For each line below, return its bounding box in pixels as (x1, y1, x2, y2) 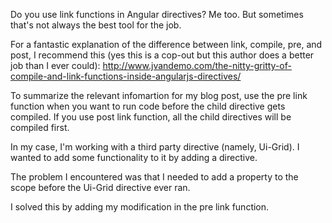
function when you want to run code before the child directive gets (10, 100, 286, 112)
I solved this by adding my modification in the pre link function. (10, 201, 270, 213)
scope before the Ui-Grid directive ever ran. (10, 182, 191, 193)
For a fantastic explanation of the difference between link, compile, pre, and (10, 39, 323, 50)
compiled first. (10, 122, 70, 133)
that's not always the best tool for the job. (10, 19, 182, 31)
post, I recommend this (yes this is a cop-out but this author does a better (10, 49, 315, 61)
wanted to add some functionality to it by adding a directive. (10, 152, 258, 163)
